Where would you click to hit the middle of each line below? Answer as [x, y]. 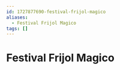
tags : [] [17, 28]
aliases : [17, 17]
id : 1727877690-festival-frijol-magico [56, 12]
